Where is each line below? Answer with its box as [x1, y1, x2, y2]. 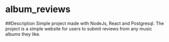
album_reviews [5, 4, 71, 15]
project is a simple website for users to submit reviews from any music [5, 25, 152, 31]
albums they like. [5, 31, 40, 37]
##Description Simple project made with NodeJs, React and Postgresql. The [5, 20, 164, 26]
